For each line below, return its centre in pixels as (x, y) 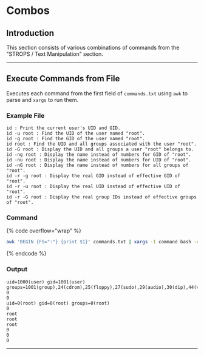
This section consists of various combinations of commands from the (93, 47)
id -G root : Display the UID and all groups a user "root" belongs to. (100, 149)
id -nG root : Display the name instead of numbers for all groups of (97, 165)
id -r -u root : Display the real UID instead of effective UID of (93, 187)
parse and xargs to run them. (42, 100)
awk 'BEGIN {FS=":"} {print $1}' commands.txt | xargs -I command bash (99, 242)
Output (17, 269)
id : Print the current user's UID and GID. (63, 128)
